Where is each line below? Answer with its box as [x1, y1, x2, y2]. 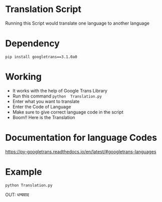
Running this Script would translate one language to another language [5, 20, 149, 26]
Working [5, 71, 42, 82]
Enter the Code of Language [12, 104, 71, 110]
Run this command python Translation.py [12, 93, 102, 99]
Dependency [5, 38, 60, 49]
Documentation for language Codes [5, 132, 157, 143]
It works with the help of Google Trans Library [12, 87, 108, 93]
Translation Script [5, 4, 82, 15]
